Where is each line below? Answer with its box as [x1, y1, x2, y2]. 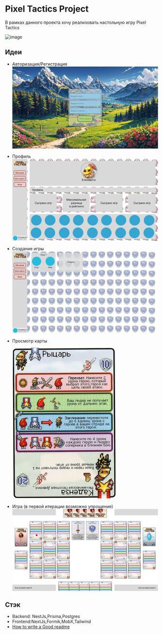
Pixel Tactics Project [5, 3, 89, 15]
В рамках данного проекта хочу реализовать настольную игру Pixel [5, 19, 147, 25]
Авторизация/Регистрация [12, 61, 67, 67]
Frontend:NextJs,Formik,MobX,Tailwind [12, 618, 91, 624]
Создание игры [12, 245, 44, 251]
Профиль [12, 153, 31, 159]
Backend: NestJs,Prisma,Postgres [12, 614, 80, 619]
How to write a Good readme [12, 624, 70, 630]
